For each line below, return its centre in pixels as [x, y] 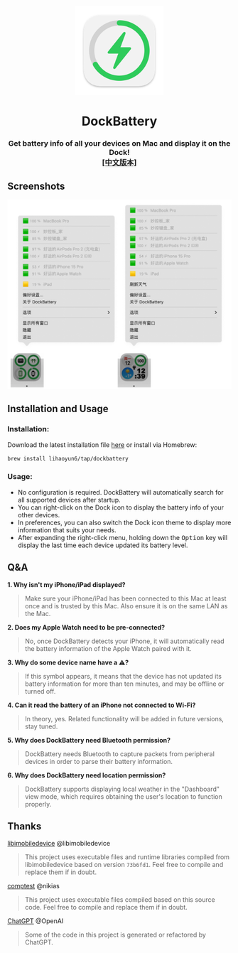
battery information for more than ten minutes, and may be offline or [125, 684]
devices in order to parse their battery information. [98, 761]
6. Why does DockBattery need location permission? [87, 775]
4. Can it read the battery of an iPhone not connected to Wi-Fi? [102, 705]
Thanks [25, 826]
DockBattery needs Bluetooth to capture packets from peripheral [120, 754]
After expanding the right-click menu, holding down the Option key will [123, 537]
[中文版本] [119, 163]
